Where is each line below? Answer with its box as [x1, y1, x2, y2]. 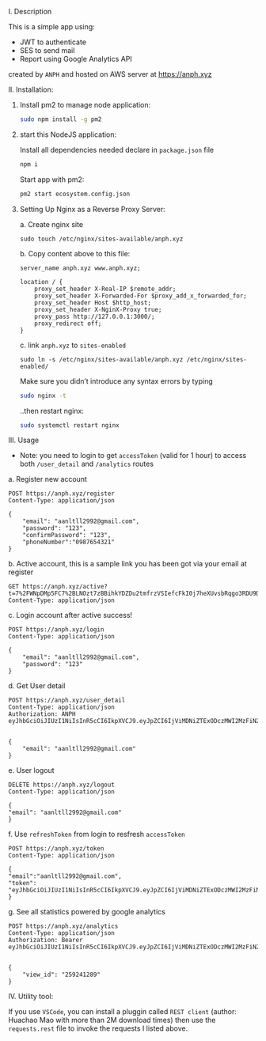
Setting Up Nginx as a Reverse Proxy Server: [19, 204, 165, 214]
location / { [19, 278, 63, 286]
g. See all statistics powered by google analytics [8, 907, 166, 917]
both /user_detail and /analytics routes [19, 459, 154, 469]
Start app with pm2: [19, 174, 85, 184]
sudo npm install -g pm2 [19, 115, 102, 123]
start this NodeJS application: [19, 130, 117, 139]
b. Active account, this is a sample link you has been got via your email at [8, 559, 247, 569]
